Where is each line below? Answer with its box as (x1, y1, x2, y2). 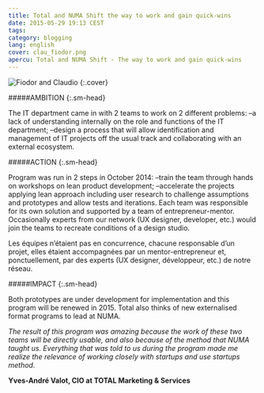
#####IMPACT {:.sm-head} (8, 279, 98, 288)
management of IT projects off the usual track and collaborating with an (8, 133, 242, 143)
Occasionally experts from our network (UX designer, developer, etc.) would (8, 215, 257, 224)
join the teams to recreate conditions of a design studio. (8, 223, 190, 232)
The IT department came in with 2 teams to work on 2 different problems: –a (8, 108, 257, 117)
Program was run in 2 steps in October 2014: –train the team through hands (8, 172, 254, 182)
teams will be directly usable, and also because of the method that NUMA (8, 334, 250, 345)
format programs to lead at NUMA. (8, 311, 121, 321)
